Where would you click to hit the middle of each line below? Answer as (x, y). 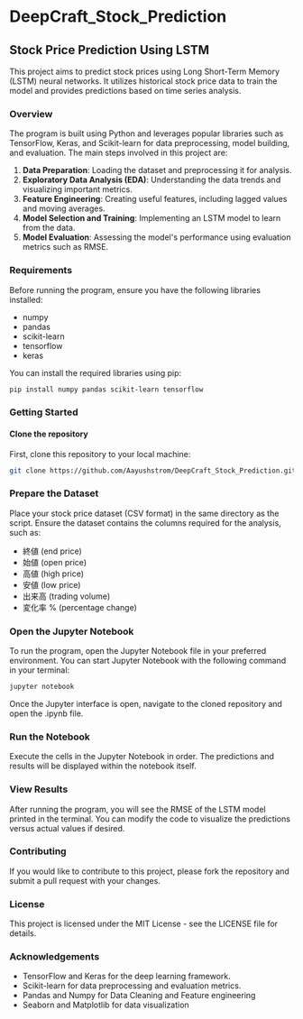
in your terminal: (40, 670)
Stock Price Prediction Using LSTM (110, 50)
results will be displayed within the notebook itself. (103, 766)
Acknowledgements (55, 957)
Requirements (41, 271)
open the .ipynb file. (46, 713)
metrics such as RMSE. (65, 247)
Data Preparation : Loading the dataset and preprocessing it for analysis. (157, 170)
